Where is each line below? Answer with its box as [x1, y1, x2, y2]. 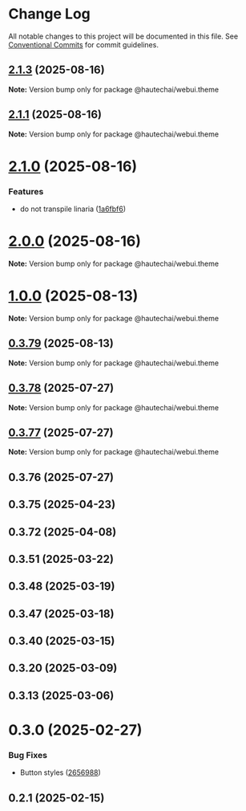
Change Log [8, 5, 91, 23]
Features [8, 185, 44, 197]
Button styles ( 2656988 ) [19, 768, 102, 777]
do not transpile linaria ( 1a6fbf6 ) [19, 204, 127, 214]
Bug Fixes [8, 749, 48, 760]
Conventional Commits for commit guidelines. [8, 39, 159, 49]
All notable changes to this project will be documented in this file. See [8, 31, 239, 41]
